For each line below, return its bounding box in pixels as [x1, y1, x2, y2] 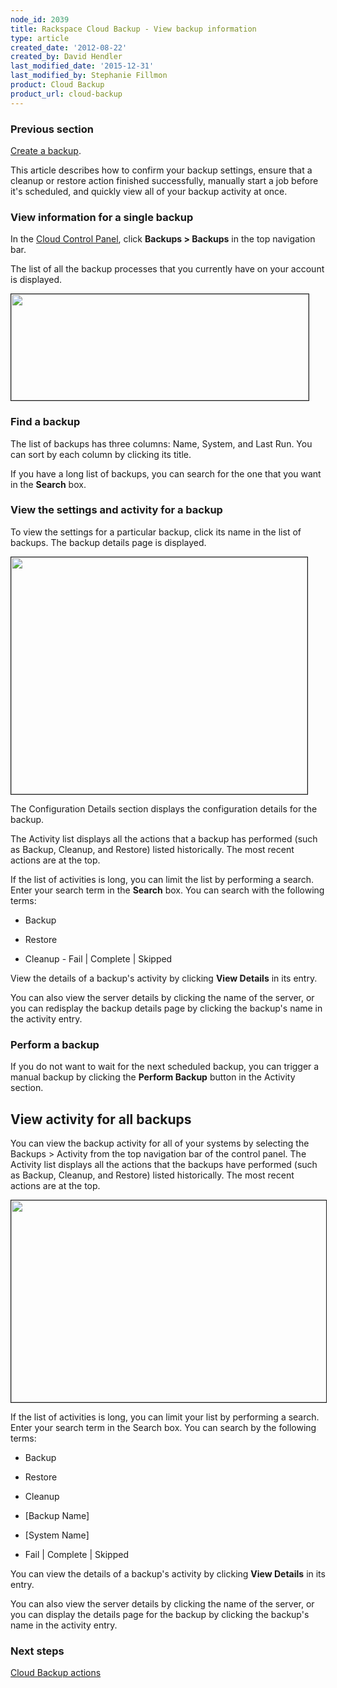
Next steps [10, 1644, 65, 1658]
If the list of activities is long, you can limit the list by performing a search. [10, 873, 315, 885]
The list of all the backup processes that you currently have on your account [10, 263, 325, 275]
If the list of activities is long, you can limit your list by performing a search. [10, 1411, 320, 1423]
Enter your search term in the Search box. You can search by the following [10, 1421, 317, 1433]
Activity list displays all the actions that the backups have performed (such [10, 1158, 318, 1170]
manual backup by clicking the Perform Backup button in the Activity [10, 1071, 296, 1083]
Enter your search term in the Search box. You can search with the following [10, 884, 325, 896]
